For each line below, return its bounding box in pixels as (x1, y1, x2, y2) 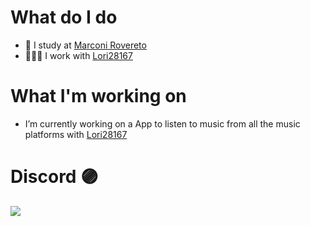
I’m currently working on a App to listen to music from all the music (24, 117, 301, 130)
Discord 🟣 (10, 166, 99, 188)
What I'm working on (10, 85, 187, 108)
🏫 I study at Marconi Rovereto (24, 39, 147, 51)
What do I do (10, 6, 118, 29)
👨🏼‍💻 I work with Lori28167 (24, 49, 133, 61)
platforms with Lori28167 (24, 128, 128, 140)
